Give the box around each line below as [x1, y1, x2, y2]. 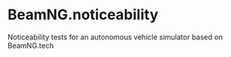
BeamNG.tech [7, 40, 54, 50]
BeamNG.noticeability [7, 6, 159, 24]
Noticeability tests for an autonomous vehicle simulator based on [7, 32, 223, 42]
